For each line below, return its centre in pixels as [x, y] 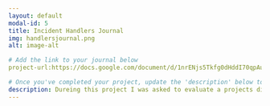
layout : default [35, 16]
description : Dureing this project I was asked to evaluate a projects [131, 89]
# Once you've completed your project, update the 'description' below [131, 82]
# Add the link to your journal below [73, 60]
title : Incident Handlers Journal [66, 31]
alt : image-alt [34, 46]
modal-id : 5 [28, 23]
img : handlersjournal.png [51, 38]
